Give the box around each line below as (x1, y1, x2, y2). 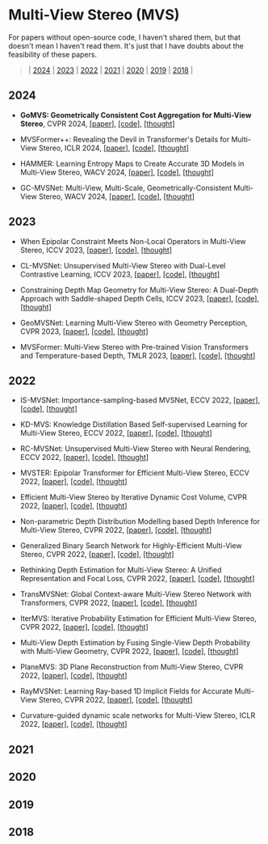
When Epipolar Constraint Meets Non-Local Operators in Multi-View (19, 236, 246, 246)
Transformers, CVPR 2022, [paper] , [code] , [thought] (19, 598, 198, 608)
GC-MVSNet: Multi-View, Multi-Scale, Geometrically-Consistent (19, 183, 232, 192)
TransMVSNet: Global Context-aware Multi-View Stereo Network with (19, 589, 252, 599)
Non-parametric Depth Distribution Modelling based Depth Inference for (19, 517, 261, 526)
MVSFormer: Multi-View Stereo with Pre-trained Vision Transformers (19, 342, 249, 352)
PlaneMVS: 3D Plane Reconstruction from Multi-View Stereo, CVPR (19, 662, 244, 672)
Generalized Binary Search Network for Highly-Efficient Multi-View (19, 541, 242, 551)
